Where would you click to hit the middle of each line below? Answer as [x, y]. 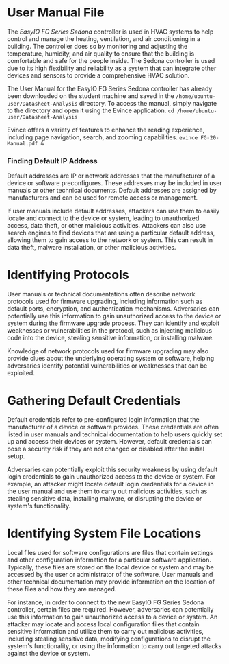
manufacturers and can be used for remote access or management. [103, 198]
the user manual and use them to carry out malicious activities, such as [107, 491]
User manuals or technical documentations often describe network [101, 294]
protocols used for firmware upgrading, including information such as [105, 301]
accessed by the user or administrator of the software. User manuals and [110, 575]
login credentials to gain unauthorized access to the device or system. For [111, 477]
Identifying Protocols [68, 275]
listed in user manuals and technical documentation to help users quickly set [115, 434]
